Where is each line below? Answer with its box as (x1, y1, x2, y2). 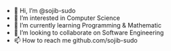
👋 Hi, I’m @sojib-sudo (13, 7, 76, 14)
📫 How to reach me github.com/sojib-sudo (13, 37, 138, 44)
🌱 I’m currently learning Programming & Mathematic (13, 21, 162, 29)
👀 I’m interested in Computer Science (13, 14, 120, 22)
